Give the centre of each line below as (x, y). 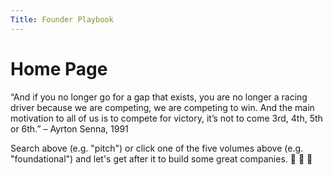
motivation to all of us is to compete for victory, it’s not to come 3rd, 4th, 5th (166, 118)
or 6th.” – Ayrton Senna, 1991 (69, 128)
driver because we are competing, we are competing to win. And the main (162, 107)
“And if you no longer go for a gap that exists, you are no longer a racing (159, 97)
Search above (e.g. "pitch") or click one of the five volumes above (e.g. (157, 148)
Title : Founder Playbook (62, 19)
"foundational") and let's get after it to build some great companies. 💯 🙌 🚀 (161, 158)
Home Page (59, 68)
